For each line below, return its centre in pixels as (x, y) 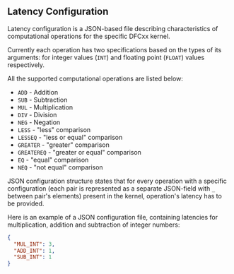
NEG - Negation (39, 122)
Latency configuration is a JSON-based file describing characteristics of (113, 28)
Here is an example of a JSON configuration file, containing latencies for (113, 217)
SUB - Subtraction (42, 100)
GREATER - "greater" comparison (63, 145)
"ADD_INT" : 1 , (34, 251)
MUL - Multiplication (45, 107)
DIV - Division (37, 114)
